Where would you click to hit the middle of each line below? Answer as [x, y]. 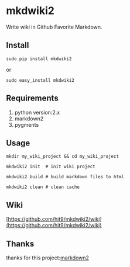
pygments [27, 124]
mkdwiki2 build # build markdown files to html [65, 177]
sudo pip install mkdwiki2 [39, 59]
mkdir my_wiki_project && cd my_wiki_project [62, 157]
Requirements [32, 98]
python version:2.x [37, 112]
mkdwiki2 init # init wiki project [51, 167]
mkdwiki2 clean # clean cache [43, 187]
